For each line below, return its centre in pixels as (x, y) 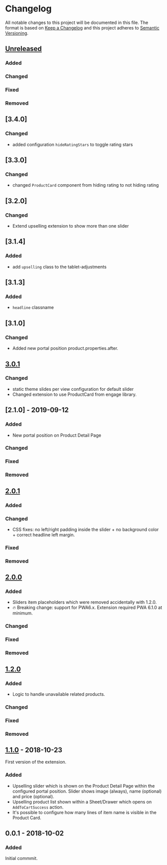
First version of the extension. (36, 762)
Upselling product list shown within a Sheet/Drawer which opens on (82, 802)
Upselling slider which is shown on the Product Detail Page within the (83, 786)
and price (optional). (33, 796)
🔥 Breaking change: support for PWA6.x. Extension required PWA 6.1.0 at (87, 607)
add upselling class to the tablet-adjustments (59, 267)
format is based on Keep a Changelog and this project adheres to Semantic (82, 27)
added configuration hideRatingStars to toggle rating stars (73, 144)
